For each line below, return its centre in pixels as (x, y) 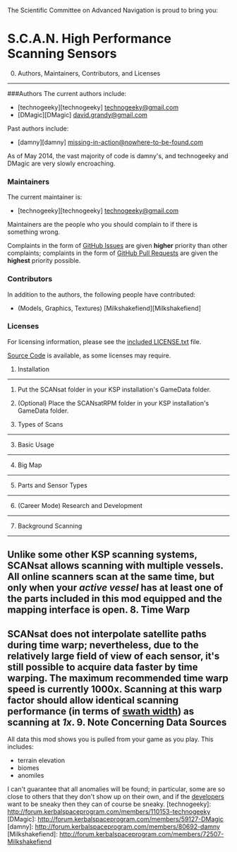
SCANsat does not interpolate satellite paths (107, 634)
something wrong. (34, 232)
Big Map (30, 465)
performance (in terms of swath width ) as (101, 711)
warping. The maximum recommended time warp (118, 678)
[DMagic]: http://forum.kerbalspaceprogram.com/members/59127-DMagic (116, 820)
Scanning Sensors (62, 54)
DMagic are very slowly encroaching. (61, 163)
